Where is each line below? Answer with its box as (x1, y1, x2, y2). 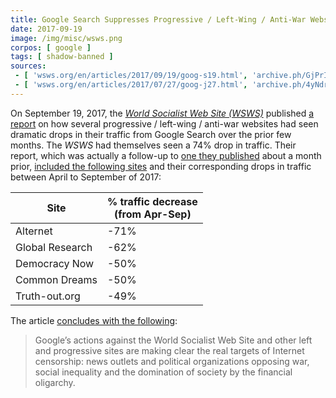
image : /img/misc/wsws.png (10, 33, 123, 43)
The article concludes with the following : (10, 314, 178, 326)
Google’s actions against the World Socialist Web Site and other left (34, 334, 313, 346)
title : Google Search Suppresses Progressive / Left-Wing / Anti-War (10, 14, 307, 25)
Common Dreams (15, 272, 98, 286)
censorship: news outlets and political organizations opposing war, (34, 355, 310, 367)
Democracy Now (15, 256, 95, 270)
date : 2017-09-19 (10, 24, 83, 34)
